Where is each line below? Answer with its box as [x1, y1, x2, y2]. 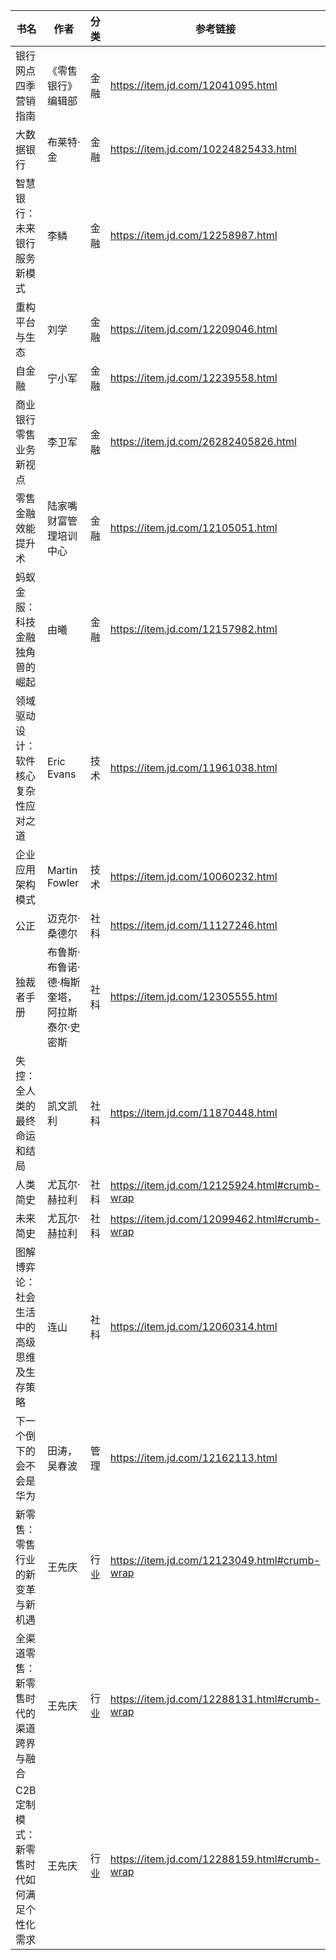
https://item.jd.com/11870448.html [109, 1106, 278, 1119]
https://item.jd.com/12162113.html [109, 1451, 278, 1464]
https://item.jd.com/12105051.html [109, 521, 278, 534]
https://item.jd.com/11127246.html [109, 919, 278, 932]
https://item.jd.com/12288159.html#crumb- [109, 1852, 321, 1866]
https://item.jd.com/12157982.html [109, 622, 278, 636]
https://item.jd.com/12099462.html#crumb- [109, 1212, 321, 1226]
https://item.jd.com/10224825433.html [109, 142, 297, 156]
